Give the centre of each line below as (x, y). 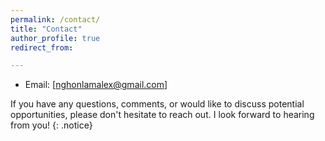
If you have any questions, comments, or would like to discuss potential (157, 104)
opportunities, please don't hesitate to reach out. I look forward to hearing (162, 115)
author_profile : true (55, 38)
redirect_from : (42, 47)
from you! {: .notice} (51, 125)
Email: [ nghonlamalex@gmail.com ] (96, 85)
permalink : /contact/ (55, 19)
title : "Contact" (46, 29)
